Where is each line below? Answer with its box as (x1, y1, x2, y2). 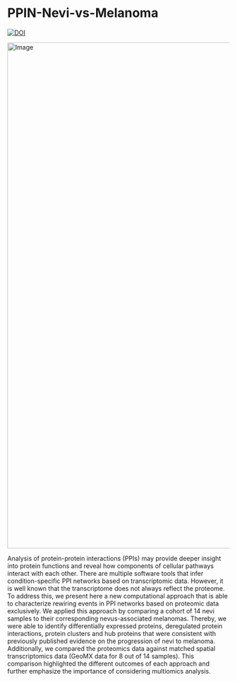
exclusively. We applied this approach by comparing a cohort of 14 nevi (7, 606, 215, 615)
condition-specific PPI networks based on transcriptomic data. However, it (7, 577, 224, 585)
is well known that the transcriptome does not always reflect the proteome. (7, 584, 225, 592)
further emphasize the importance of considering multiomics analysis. (7, 666, 211, 675)
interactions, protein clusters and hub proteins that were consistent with (7, 629, 217, 637)
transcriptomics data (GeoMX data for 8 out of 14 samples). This (7, 652, 195, 660)
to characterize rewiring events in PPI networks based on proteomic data (7, 599, 219, 608)
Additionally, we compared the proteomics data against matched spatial (7, 644, 216, 652)
